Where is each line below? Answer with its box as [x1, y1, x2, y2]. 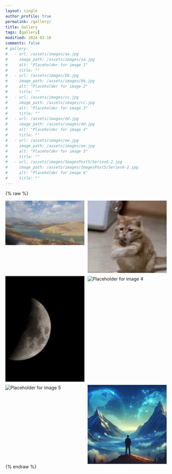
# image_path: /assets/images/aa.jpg [5, 57, 95, 62]
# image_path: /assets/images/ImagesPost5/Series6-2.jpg [5, 165, 139, 170]
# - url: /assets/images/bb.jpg [5, 73, 79, 78]
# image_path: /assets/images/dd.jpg [5, 122, 95, 127]
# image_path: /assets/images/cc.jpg [5, 100, 95, 105]
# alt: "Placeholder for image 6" [5, 170, 88, 176]
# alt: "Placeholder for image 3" [5, 105, 88, 111]
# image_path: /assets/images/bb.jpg [5, 78, 95, 84]
